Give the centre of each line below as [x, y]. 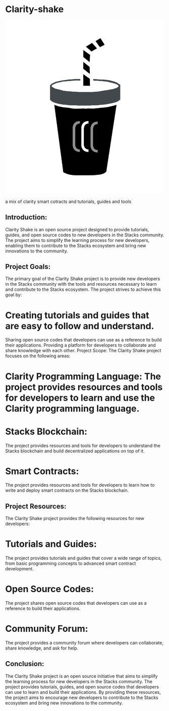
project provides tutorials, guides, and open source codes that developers [82, 687]
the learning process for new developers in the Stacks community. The [79, 681]
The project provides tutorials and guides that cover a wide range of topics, [84, 558]
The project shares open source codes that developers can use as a [76, 603]
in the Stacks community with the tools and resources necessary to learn [81, 284]
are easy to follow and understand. [80, 326]
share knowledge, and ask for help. [42, 648]
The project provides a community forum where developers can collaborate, [84, 643]
